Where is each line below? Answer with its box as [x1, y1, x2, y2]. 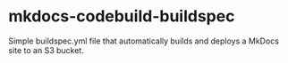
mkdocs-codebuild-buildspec [8, 6, 235, 27]
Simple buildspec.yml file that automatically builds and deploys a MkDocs [8, 35, 279, 46]
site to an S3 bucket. [8, 44, 84, 55]
